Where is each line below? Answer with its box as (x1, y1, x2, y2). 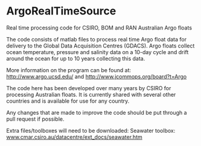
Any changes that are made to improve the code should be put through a (6, 109, 187, 116)
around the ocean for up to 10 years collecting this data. (6, 55, 145, 62)
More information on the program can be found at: (6, 66, 132, 73)
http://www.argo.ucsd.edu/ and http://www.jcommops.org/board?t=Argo (6, 73, 187, 80)
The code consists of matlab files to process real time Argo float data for (6, 35, 187, 43)
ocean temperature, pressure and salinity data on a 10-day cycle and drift (6, 48, 189, 55)
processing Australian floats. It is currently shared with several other (6, 91, 176, 98)
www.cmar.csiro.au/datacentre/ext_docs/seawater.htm (6, 133, 143, 141)
